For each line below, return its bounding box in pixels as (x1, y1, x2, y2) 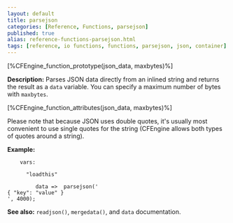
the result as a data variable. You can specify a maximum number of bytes (7, 83, 222, 91)
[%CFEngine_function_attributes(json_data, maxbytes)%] (7, 104, 173, 111)
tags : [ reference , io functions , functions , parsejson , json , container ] (7, 43, 227, 49)
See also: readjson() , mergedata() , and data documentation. (7, 208, 181, 216)
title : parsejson (7, 17, 58, 24)
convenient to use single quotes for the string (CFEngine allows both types (7, 125, 223, 132)
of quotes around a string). (7, 132, 85, 140)
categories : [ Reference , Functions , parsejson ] (7, 23, 149, 30)
